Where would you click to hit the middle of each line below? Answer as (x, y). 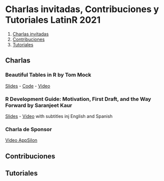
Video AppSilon (21, 140)
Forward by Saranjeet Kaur (39, 105)
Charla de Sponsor (29, 129)
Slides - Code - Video (28, 86)
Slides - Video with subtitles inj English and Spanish (59, 116)
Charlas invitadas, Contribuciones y (82, 9)
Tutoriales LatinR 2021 (53, 20)
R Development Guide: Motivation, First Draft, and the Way (78, 99)
